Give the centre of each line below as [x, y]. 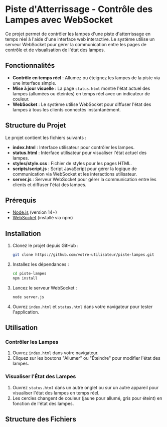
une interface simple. [34, 83]
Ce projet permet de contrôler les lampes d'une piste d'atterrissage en [78, 34]
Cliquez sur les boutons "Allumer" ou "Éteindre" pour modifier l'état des [86, 358]
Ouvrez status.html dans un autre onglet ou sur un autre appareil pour [86, 387]
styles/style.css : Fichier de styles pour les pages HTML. [72, 163]
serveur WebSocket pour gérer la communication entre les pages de [76, 44]
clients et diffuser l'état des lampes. [49, 185]
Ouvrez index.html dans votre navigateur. [55, 353]
